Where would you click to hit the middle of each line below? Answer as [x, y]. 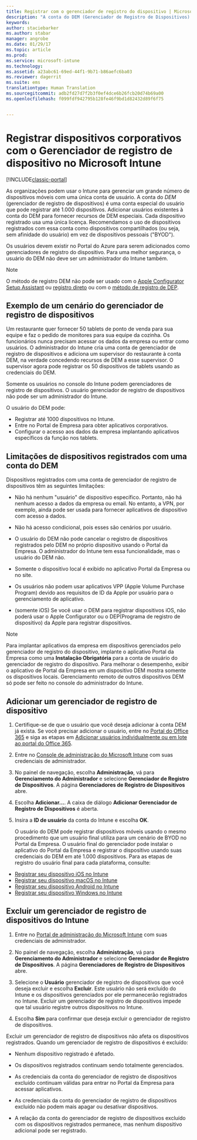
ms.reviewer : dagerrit [34, 77]
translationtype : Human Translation [51, 88]
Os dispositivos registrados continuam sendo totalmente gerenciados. [99, 1065]
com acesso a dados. [40, 516]
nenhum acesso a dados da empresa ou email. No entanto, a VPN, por [99, 504]
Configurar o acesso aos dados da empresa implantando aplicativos [97, 431]
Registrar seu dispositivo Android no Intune [67, 886]
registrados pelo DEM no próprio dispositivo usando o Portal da [91, 545]
